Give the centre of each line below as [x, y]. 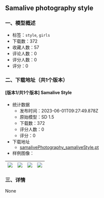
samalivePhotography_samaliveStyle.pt [59, 147]
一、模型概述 [20, 23]
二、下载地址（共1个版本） [36, 80]
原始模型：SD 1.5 [37, 117]
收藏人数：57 [26, 47]
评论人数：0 [24, 53]
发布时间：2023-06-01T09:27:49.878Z [59, 110]
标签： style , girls [31, 35]
